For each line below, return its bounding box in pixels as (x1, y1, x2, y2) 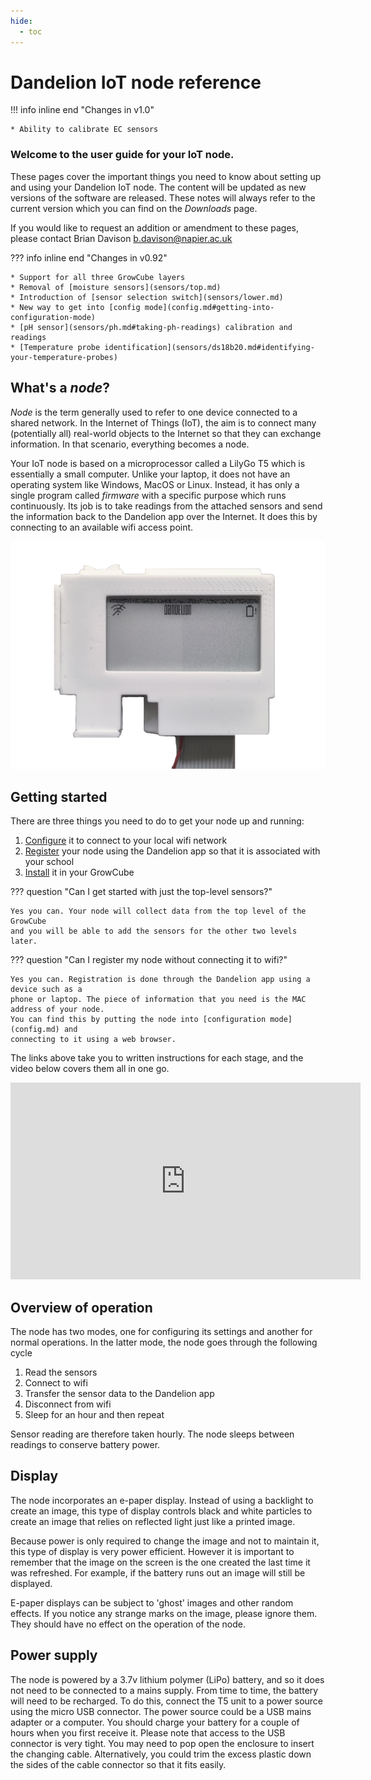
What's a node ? (10, 380, 110, 397)
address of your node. (10, 1005, 105, 1015)
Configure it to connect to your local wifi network (24, 835, 228, 847)
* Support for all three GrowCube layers (10, 272, 186, 282)
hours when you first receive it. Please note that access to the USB (10, 1726, 286, 1739)
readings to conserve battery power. (10, 1438, 161, 1450)
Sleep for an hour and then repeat (24, 1408, 165, 1420)
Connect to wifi (24, 1376, 88, 1389)
